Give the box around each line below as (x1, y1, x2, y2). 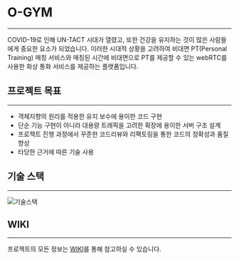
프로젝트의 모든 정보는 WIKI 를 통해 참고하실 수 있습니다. (7, 245, 161, 254)
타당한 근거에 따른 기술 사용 (17, 147, 95, 156)
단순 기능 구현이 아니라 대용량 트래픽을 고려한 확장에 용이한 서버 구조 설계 (17, 120, 221, 129)
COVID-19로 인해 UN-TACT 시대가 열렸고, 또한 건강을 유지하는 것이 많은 (7, 35, 208, 43)
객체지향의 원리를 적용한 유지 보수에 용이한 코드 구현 (17, 112, 162, 120)
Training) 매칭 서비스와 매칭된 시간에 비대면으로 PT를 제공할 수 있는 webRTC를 (7, 53, 228, 61)
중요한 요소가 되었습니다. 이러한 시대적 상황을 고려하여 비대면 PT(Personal (20, 44, 228, 53)
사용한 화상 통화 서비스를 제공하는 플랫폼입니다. (7, 62, 139, 71)
